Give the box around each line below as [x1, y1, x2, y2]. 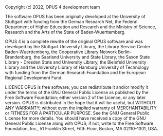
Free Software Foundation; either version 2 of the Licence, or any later [5, 95, 146, 100]
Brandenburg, [5, 54, 33, 60]
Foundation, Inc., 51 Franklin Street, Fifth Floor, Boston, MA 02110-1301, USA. [5, 126, 159, 131]
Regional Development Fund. [5, 75, 63, 80]
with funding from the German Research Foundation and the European [5, 70, 146, 75]
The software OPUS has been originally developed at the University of [5, 14, 146, 19]
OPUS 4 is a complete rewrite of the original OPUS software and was [5, 39, 143, 44]
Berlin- [118, 49, 132, 55]
